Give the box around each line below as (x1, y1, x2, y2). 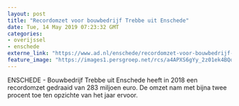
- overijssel (7, 37, 46, 44)
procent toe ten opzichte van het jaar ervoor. (7, 90, 139, 99)
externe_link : (7, 50, 50, 57)
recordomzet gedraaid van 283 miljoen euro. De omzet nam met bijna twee (7, 83, 228, 92)
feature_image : (7, 57, 53, 64)
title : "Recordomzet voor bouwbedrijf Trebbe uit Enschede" (7, 17, 190, 24)
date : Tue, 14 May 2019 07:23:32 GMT (7, 23, 119, 30)
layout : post (7, 10, 46, 18)
